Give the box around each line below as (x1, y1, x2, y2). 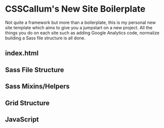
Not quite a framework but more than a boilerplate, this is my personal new (5, 19, 156, 25)
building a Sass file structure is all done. (5, 35, 86, 41)
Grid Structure (5, 99, 50, 107)
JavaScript (5, 115, 39, 124)
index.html (5, 49, 39, 57)
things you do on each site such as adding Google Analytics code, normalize (5, 30, 160, 36)
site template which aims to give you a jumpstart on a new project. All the (5, 24, 153, 30)
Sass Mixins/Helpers (5, 82, 70, 91)
